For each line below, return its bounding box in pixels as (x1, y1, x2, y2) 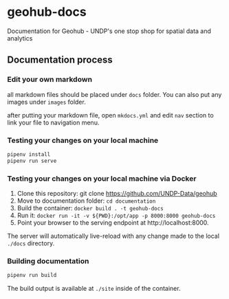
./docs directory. (7, 239, 55, 247)
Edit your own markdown (7, 75, 93, 85)
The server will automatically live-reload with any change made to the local (7, 232, 220, 240)
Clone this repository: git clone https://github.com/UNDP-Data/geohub (17, 189, 218, 197)
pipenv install (7, 151, 51, 158)
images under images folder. (7, 98, 86, 106)
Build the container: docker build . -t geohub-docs (17, 203, 164, 212)
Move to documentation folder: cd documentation (17, 197, 156, 205)
